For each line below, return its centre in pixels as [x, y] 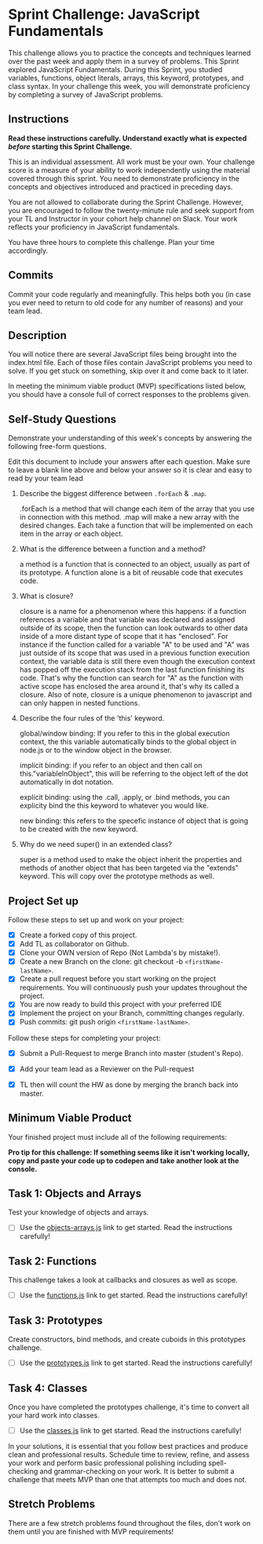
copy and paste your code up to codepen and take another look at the [124, 1160]
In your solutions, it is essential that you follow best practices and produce [128, 1446]
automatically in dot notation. [66, 782]
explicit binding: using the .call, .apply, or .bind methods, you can [124, 798]
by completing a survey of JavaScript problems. [86, 94]
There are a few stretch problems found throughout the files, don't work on [130, 1523]
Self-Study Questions [62, 419]
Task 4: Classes [48, 1388]
